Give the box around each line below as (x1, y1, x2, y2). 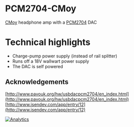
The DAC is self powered (12, 63, 63, 69)
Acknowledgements (5, 78, 69, 86)
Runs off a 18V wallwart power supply (12, 58, 89, 64)
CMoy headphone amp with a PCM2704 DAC (5, 19, 97, 25)
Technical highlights (5, 37, 90, 48)
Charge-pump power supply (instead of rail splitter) (12, 53, 118, 59)
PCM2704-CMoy (5, 3, 77, 14)
